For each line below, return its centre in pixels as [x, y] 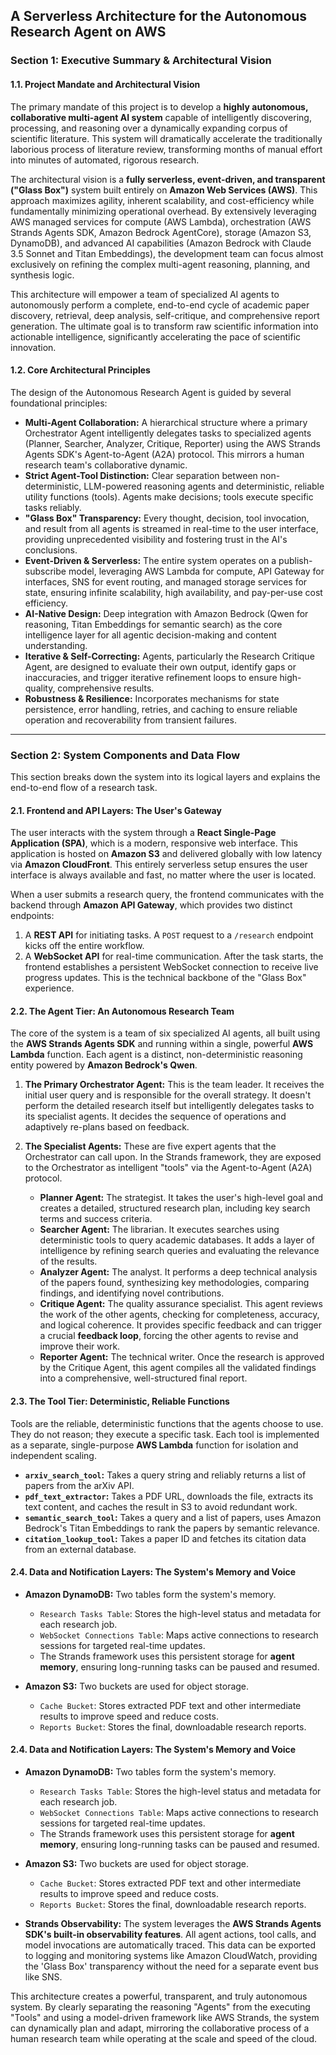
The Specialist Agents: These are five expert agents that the [150, 1146]
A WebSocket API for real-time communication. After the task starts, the [174, 956]
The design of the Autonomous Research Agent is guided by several [151, 392]
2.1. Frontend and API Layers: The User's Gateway [116, 810]
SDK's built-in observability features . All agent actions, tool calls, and [170, 1935]
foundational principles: [59, 403]
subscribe [45, 571]
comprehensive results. [106, 688]
